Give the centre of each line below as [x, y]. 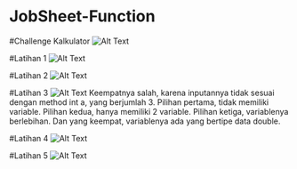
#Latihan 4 [29, 138]
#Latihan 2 [29, 75]
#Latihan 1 [28, 58]
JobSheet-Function [82, 16]
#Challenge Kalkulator [50, 41]
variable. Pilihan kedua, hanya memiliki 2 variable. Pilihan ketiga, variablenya [149, 111]
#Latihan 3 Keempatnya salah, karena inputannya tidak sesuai [142, 93]
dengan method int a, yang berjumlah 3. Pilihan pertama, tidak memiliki [139, 102]
